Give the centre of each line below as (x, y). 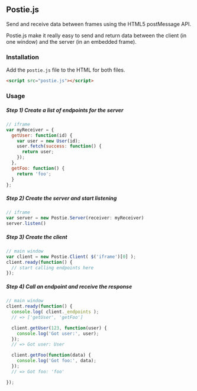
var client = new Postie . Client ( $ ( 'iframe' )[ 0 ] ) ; (71, 257)
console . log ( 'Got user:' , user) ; (58, 334)
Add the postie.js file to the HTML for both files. (66, 70)
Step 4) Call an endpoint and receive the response (69, 286)
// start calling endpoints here (53, 268)
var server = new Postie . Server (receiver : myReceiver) (75, 218)
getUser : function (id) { (42, 135)
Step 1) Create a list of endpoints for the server (65, 110)
